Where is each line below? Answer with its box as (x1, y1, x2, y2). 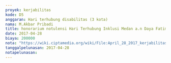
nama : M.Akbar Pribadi (5, 21, 53, 27)
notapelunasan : (5, 50, 38, 55)
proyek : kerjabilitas (5, 7, 51, 13)
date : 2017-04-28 (5, 31, 42, 36)
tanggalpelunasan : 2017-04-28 (5, 45, 70, 50)
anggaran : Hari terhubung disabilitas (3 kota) (5, 17, 108, 22)
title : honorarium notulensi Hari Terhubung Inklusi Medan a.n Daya (5, 26, 154, 31)
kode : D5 (5, 12, 24, 17)
